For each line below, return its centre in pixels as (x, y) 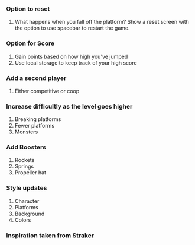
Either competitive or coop (47, 91)
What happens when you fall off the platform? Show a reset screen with (102, 22)
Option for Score (30, 43)
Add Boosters (26, 147)
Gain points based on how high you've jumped (71, 56)
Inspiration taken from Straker (50, 235)
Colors (23, 220)
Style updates (27, 188)
